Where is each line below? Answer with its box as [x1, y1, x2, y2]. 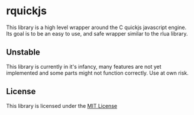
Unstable [6, 47, 40, 57]
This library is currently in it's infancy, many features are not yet [6, 63, 161, 70]
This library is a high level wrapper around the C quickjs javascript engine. [6, 24, 187, 31]
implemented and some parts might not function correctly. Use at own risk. [6, 69, 189, 76]
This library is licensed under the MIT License [6, 102, 117, 109]
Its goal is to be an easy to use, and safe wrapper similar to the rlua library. [6, 30, 188, 37]
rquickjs [6, 4, 47, 18]
